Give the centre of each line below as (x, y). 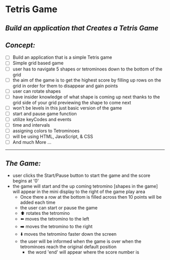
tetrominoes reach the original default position (68, 247)
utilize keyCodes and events (42, 119)
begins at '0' (26, 181)
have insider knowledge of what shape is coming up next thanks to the (86, 97)
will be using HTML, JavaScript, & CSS (53, 137)
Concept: (20, 45)
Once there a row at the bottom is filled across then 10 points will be (91, 197)
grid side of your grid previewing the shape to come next (72, 102)
